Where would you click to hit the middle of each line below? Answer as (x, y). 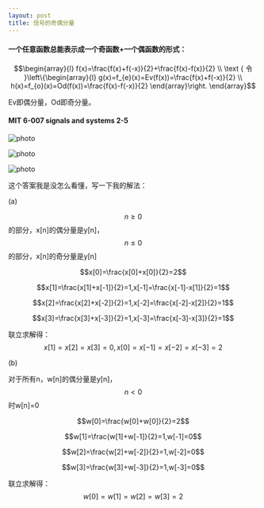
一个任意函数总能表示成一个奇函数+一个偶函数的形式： (98, 49)
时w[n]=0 (24, 405)
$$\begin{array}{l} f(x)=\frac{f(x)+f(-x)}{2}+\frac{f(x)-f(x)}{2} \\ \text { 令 (133, 68)
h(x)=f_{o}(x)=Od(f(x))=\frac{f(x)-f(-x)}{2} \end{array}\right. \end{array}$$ (133, 86)
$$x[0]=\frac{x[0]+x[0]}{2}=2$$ (133, 272)
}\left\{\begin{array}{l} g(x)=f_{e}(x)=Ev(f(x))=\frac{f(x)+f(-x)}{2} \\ (133, 77)
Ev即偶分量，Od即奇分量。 (52, 102)
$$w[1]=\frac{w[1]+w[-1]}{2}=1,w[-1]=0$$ (133, 436)
